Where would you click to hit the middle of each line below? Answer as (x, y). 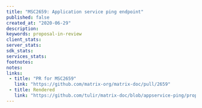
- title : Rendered (32, 90)
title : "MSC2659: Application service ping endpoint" (75, 12)
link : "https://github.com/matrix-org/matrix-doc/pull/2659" (92, 85)
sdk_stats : (20, 51)
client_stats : (24, 40)
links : (14, 73)
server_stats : (24, 46)
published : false (28, 17)
